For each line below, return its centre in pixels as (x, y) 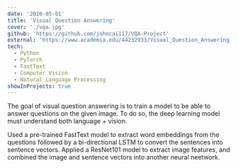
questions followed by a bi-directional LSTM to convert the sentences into (115, 143)
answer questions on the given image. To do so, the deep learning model (114, 114)
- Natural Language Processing (60, 79)
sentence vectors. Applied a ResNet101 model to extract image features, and (119, 150)
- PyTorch (28, 60)
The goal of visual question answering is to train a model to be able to (109, 106)
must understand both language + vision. (67, 121)
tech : (15, 47)
